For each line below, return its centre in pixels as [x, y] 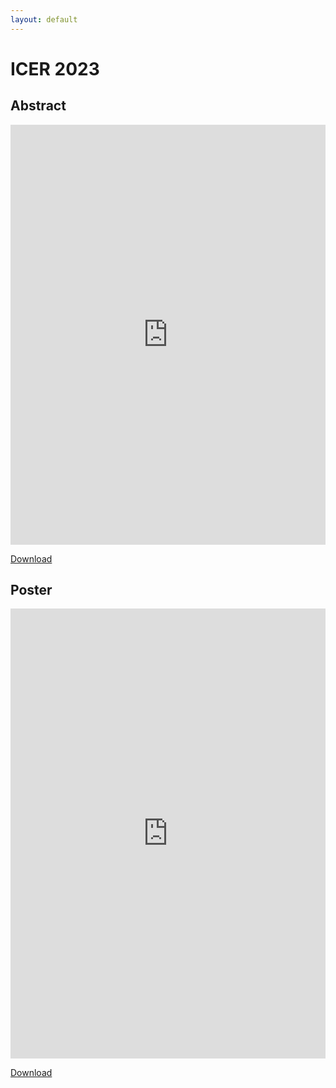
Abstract [38, 106]
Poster [31, 590]
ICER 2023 [55, 68]
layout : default [44, 19]
